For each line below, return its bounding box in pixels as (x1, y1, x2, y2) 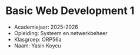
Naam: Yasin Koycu (14, 42, 61, 49)
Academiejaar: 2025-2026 (14, 23, 79, 30)
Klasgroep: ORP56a (14, 36, 62, 43)
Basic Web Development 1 (5, 4, 135, 18)
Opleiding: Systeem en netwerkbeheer (14, 29, 108, 36)
